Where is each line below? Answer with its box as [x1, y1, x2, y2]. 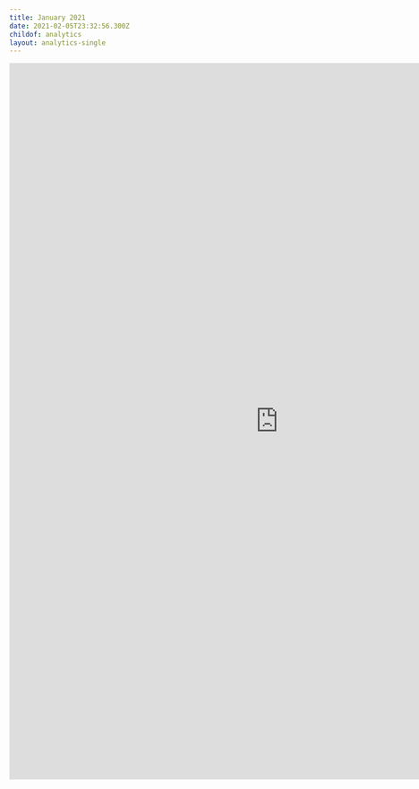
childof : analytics [9, 30, 82, 39]
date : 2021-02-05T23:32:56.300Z [9, 21, 130, 30]
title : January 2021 [9, 13, 87, 22]
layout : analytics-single [9, 38, 106, 47]
